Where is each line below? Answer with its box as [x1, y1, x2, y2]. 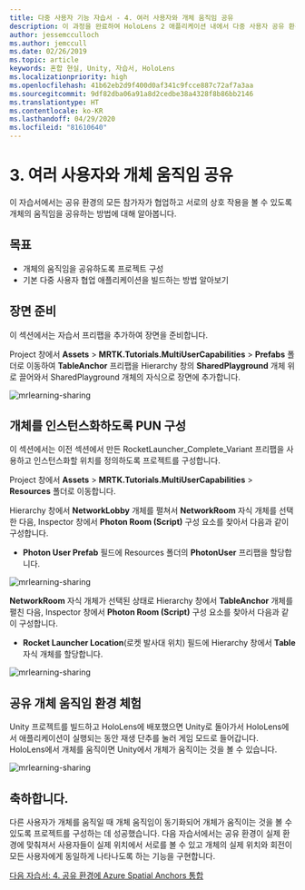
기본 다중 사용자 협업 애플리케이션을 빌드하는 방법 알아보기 [22, 274, 230, 285]
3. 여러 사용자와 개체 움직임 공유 [9, 165, 234, 186]
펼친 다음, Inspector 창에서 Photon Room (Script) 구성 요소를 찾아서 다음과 [9, 607, 280, 618]
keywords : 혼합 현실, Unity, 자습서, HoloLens [9, 64, 175, 74]
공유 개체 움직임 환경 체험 [9, 696, 143, 711]
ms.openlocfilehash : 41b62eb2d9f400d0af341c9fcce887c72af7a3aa [9, 81, 254, 90]
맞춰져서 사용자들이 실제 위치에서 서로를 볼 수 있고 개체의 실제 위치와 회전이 [25, 839, 293, 850]
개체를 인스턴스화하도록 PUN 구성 [9, 418, 187, 433]
